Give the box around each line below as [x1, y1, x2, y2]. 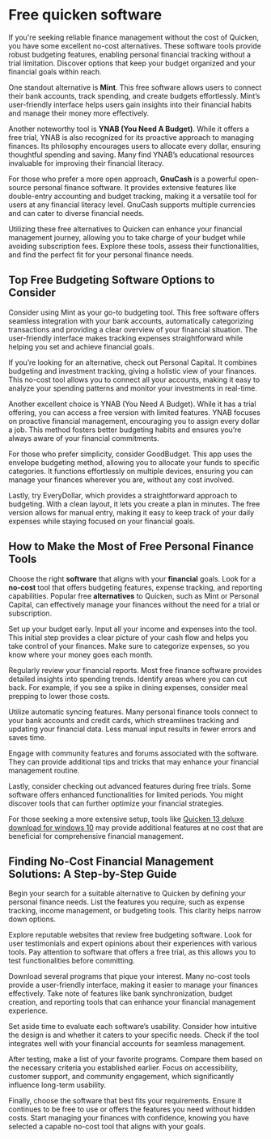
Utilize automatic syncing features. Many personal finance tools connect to [8, 706, 258, 717]
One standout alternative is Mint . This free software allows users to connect [8, 83, 262, 92]
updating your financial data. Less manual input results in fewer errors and [8, 724, 256, 734]
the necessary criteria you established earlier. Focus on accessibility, [8, 1063, 239, 1073]
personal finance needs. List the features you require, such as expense [8, 897, 245, 907]
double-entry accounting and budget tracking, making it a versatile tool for [8, 191, 257, 201]
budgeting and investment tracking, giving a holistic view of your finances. [8, 366, 257, 375]
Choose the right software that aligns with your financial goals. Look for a [8, 574, 256, 583]
